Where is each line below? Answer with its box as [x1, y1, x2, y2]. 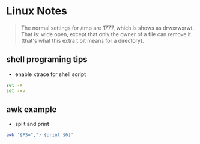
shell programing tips [6, 54, 88, 64]
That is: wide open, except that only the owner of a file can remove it [20, 30, 191, 37]
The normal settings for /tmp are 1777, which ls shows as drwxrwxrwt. [20, 24, 194, 31]
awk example [6, 104, 57, 114]
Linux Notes [6, 4, 68, 18]
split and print [14, 121, 49, 128]
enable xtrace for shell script [14, 70, 86, 78]
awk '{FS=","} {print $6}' [6, 132, 74, 138]
